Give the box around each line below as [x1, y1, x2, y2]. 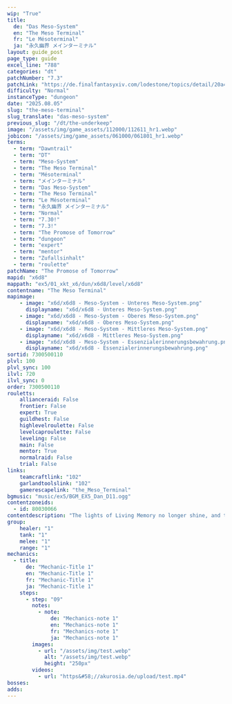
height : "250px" [43, 660, 91, 667]
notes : [32, 602, 51, 609]
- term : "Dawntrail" [13, 145, 72, 152]
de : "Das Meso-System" [13, 23, 79, 30]
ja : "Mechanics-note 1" [50, 634, 119, 641]
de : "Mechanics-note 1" [50, 615, 119, 622]
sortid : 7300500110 [7, 351, 64, 359]
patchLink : [7, 81, 39, 88]
